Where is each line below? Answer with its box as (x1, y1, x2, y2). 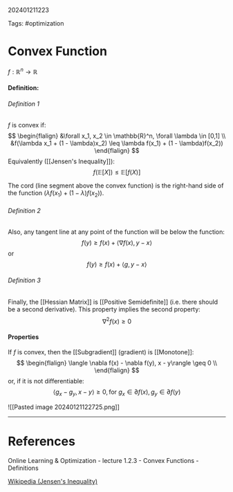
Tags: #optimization (8, 19, 64, 27)
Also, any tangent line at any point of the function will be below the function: (8, 228, 225, 236)
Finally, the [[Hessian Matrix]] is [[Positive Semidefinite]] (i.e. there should (8, 298, 218, 306)
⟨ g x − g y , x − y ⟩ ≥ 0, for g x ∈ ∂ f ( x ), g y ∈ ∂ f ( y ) (53, 388, 181, 398)
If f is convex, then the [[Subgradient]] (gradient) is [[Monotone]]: (8, 348, 194, 356)
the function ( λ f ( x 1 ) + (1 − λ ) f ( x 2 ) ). (8, 189, 104, 199)
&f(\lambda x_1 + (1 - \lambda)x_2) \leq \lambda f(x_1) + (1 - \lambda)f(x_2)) (10, 139, 223, 147)
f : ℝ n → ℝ (8, 66, 38, 75)
